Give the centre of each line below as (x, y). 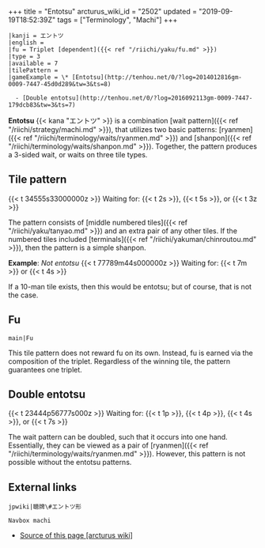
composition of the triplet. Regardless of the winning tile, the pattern (119, 361)
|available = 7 (33, 63)
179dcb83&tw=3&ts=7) (42, 105)
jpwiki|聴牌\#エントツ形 (45, 507)
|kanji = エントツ (36, 36)
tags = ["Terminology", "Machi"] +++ (117, 20)
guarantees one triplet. (45, 369)
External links (43, 487)
